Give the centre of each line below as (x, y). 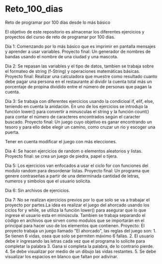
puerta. (12, 132)
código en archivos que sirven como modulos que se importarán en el (75, 220)
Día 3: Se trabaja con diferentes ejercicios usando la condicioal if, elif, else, (80, 101)
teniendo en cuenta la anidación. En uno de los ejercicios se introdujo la (76, 106)
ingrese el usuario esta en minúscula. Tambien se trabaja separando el (75, 215)
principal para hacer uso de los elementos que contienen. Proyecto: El (75, 225)
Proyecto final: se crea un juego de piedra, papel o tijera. (61, 156)
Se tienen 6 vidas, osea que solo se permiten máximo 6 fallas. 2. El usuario (80, 236)
